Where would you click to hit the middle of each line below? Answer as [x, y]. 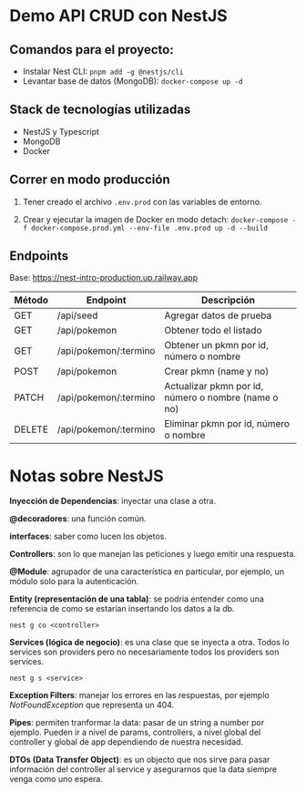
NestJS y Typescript [61, 131]
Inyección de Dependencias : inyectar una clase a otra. [113, 501]
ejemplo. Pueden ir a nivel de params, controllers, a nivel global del [135, 732]
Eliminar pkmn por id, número [226, 424]
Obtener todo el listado [213, 331]
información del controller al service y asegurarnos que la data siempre [143, 769]
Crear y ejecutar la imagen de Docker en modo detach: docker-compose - [159, 219]
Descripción [228, 300]
